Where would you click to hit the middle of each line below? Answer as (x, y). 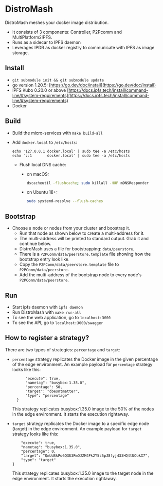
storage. (20, 53)
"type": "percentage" (47, 395)
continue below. (35, 244)
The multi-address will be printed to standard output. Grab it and (84, 239)
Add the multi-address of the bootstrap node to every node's (81, 275)
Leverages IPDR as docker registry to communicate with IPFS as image (83, 47)
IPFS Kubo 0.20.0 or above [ (40, 90)
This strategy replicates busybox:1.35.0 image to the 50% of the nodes (83, 409)
